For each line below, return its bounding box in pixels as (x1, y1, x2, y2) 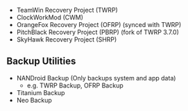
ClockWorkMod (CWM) (16, 13, 84, 22)
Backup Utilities (6, 55, 76, 67)
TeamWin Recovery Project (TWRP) (16, 6, 119, 14)
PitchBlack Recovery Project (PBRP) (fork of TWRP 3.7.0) (16, 28, 180, 36)
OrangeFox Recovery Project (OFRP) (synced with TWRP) (16, 21, 182, 28)
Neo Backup (16, 96, 53, 104)
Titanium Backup (16, 88, 65, 96)
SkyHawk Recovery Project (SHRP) (16, 35, 117, 44)
